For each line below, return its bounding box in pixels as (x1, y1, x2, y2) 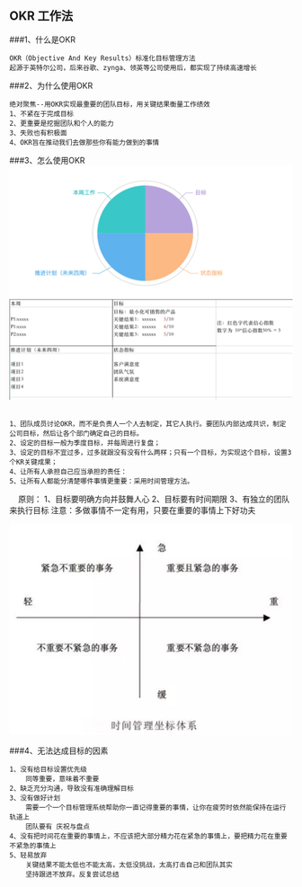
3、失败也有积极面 (9, 129, 67, 137)
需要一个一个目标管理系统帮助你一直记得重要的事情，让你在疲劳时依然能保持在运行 (25, 803, 287, 812)
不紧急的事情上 (9, 841, 57, 850)
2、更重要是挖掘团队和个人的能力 (9, 119, 114, 128)
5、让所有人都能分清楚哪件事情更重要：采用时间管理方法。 (9, 477, 195, 486)
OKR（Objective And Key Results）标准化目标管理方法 (9, 53, 196, 63)
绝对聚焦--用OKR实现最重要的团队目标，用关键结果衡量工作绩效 (9, 100, 210, 109)
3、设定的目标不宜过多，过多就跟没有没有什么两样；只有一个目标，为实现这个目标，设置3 (9, 448, 292, 457)
